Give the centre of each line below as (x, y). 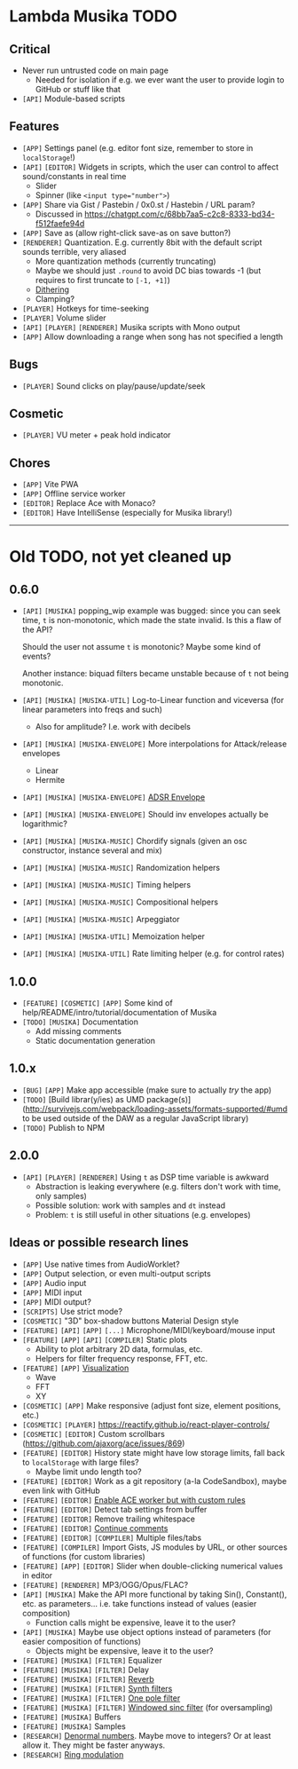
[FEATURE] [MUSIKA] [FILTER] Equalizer (92, 1660)
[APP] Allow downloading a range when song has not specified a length (153, 336)
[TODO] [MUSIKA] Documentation (80, 1022)
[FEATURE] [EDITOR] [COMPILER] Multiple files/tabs (112, 1537)
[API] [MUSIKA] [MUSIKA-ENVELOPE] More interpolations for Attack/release (154, 744)
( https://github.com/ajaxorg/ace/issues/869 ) (103, 1443)
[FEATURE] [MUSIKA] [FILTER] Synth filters (97, 1688)
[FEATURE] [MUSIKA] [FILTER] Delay (85, 1670)
